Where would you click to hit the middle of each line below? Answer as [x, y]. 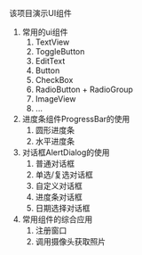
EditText [50, 61]
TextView [52, 42]
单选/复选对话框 [64, 175]
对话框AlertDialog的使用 [66, 152]
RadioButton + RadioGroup [84, 89]
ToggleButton [60, 51]
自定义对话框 [59, 186]
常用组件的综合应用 [57, 219]
